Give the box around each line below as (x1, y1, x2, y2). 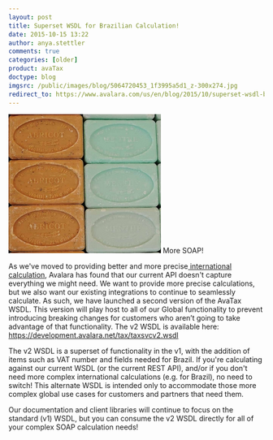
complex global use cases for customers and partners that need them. (8, 389, 244, 399)
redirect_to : (8, 90, 53, 98)
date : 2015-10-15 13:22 (8, 30, 89, 38)
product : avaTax (8, 65, 63, 73)
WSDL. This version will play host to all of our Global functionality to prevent (8, 304, 263, 314)
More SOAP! (162, 245, 204, 255)
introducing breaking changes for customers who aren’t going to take (8, 313, 241, 322)
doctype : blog (8, 73, 57, 81)
